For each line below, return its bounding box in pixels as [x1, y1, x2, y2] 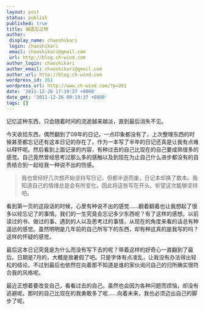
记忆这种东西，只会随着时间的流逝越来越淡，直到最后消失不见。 [6, 117, 167, 125]
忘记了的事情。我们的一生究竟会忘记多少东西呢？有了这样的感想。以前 [22, 210, 199, 217]
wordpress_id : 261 [6, 77, 53, 83]
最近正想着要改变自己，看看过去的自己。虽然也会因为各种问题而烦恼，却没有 [6, 282, 199, 289]
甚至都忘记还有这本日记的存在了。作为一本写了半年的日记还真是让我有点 [11, 138, 193, 146]
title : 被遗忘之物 [6, 26, 49, 32]
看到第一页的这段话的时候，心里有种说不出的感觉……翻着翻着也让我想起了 [6, 202, 192, 210]
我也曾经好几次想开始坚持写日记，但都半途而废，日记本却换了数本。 [21, 174, 193, 181]
